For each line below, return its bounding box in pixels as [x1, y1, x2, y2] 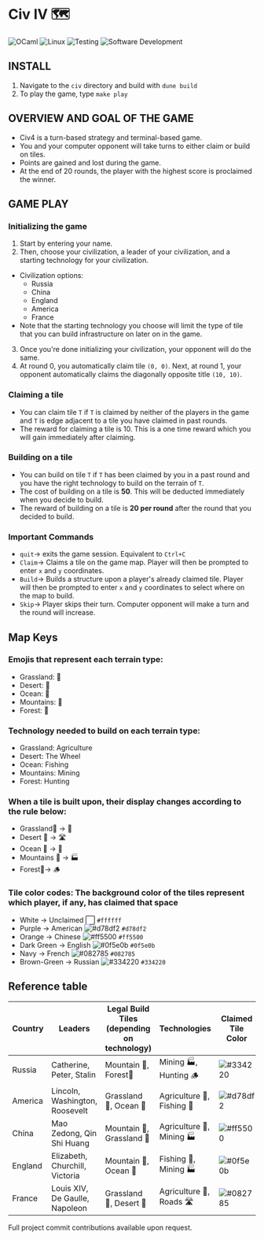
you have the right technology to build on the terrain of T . [19, 478, 204, 487]
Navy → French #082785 [19, 949, 136, 958]
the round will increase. [19, 608, 96, 617]
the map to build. [19, 591, 75, 601]
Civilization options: [19, 271, 84, 280]
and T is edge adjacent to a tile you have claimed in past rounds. [19, 416, 228, 425]
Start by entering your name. [19, 239, 113, 248]
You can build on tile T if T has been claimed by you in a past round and [19, 469, 250, 479]
